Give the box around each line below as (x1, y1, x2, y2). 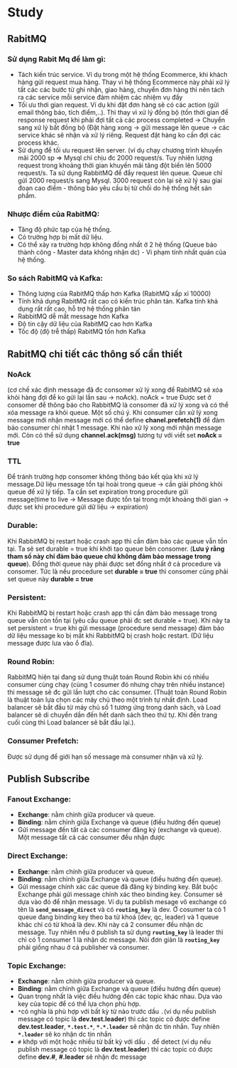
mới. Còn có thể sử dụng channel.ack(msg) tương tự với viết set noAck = (7, 431, 223, 440)
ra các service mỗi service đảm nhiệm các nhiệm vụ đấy (17, 93, 183, 101)
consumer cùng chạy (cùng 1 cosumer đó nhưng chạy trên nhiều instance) (7, 680, 226, 689)
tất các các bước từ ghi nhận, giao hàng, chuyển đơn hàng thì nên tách (17, 85, 225, 93)
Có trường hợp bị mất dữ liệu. (17, 233, 104, 242)
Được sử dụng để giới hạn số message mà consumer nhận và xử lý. (7, 752, 204, 761)
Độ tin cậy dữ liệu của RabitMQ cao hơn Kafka (17, 320, 153, 328)
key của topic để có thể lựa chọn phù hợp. (17, 999, 141, 1008)
